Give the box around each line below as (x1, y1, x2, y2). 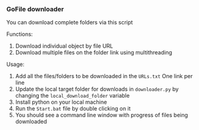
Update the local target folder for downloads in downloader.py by (15, 85, 179, 93)
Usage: (6, 60, 25, 68)
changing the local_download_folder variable (15, 92, 130, 99)
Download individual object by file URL (15, 42, 114, 50)
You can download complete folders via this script (6, 19, 133, 26)
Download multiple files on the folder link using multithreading (15, 49, 173, 56)
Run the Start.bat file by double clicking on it (15, 105, 131, 112)
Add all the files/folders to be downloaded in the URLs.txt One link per (15, 73, 193, 80)
